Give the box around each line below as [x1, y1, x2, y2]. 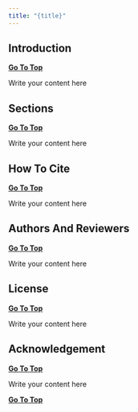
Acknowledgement [8, 342, 106, 356]
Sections [8, 101, 54, 115]
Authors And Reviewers [8, 222, 130, 235]
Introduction [8, 42, 72, 55]
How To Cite [8, 161, 71, 175]
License [8, 282, 49, 296]
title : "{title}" [8, 11, 67, 20]
